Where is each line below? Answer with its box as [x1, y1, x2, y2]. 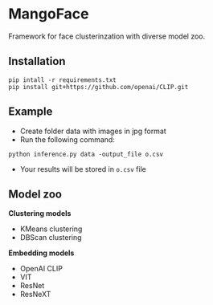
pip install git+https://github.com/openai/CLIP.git [8, 83, 189, 91]
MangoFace [8, 5, 90, 23]
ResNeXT [19, 290, 51, 299]
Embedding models [8, 248, 75, 258]
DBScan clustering [19, 233, 82, 242]
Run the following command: [19, 134, 115, 144]
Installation [8, 55, 66, 68]
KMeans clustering [19, 224, 83, 234]
